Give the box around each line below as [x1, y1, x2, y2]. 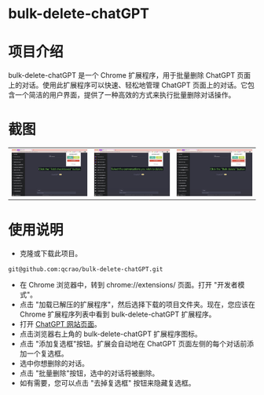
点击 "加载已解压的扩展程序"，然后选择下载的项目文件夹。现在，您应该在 [19, 299, 255, 309]
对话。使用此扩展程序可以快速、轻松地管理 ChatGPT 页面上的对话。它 [21, 80, 248, 90]
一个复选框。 [26, 349, 68, 358]
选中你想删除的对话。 [19, 358, 89, 368]
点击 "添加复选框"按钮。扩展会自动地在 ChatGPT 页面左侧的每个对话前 [19, 338, 247, 348]
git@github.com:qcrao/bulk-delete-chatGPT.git [8, 265, 163, 273]
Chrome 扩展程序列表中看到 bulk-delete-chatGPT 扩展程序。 [19, 309, 216, 319]
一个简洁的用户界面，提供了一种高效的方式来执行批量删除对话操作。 [14, 90, 236, 100]
